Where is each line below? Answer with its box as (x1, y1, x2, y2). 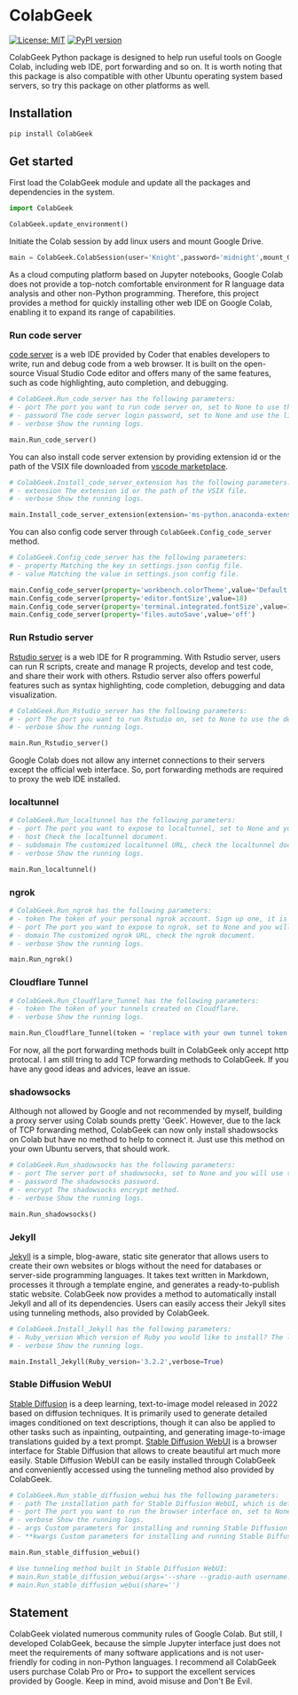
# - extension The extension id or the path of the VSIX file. (9, 486, 248, 495)
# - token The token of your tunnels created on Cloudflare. (9, 1004, 240, 1014)
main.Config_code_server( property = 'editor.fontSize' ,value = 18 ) (9, 593, 248, 603)
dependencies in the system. (9, 187, 115, 198)
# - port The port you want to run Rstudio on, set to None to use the (9, 715, 279, 724)
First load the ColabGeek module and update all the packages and (9, 177, 251, 188)
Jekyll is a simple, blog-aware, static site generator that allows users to (9, 1251, 269, 1261)
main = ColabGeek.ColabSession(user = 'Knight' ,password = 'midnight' (9, 254, 260, 263)
